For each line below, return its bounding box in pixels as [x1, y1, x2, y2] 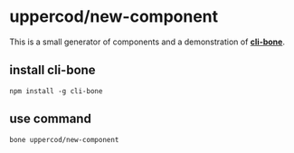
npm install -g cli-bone [9, 86, 103, 96]
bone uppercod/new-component [9, 135, 119, 144]
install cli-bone [9, 62, 97, 78]
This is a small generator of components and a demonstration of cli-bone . [9, 36, 285, 47]
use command [9, 111, 92, 127]
